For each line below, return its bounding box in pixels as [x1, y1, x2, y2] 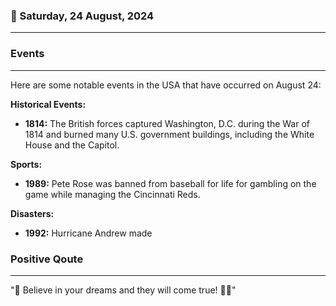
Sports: [10, 158, 43, 170]
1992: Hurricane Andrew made [24, 227, 153, 239]
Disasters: [10, 207, 55, 219]
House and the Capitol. [24, 139, 120, 151]
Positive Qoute [10, 252, 84, 266]
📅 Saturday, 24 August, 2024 [10, 9, 155, 23]
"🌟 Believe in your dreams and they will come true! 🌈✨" [10, 284, 237, 296]
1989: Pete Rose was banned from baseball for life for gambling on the [24, 177, 317, 189]
